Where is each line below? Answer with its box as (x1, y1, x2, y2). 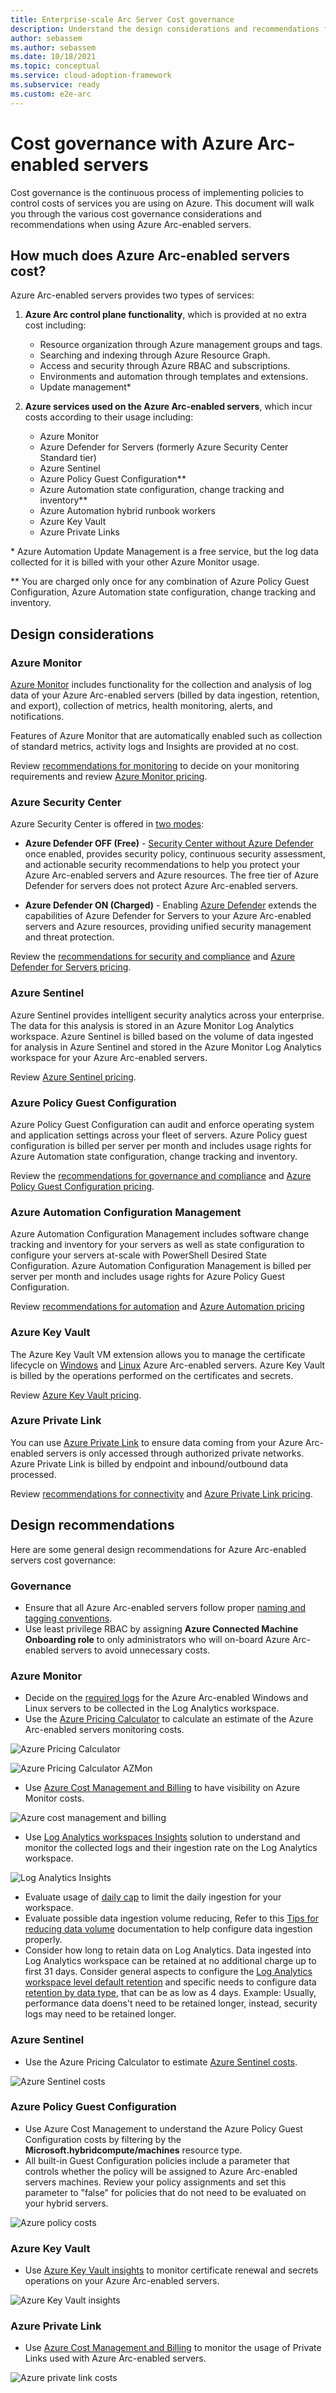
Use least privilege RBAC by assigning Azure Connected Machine (24, 1622, 299, 1635)
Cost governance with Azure (10, 132, 253, 155)
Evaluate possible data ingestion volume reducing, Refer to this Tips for (24, 1912, 319, 1925)
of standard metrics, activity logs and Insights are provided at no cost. (10, 741, 299, 753)
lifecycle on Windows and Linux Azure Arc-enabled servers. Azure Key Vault (10, 1359, 326, 1371)
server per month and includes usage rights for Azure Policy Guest (10, 1271, 285, 1283)
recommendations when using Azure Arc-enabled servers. (10, 218, 252, 230)
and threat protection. (24, 931, 115, 943)
